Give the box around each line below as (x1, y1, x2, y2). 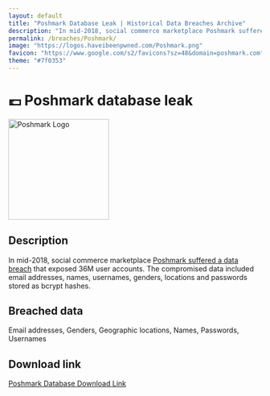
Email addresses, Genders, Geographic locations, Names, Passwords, (8, 325, 239, 335)
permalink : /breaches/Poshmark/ (8, 34, 117, 43)
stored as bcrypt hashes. (8, 281, 91, 291)
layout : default (8, 11, 63, 20)
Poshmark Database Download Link (8, 379, 127, 389)
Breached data (8, 304, 84, 318)
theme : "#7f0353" (8, 57, 67, 65)
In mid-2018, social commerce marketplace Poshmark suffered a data (8, 255, 239, 265)
